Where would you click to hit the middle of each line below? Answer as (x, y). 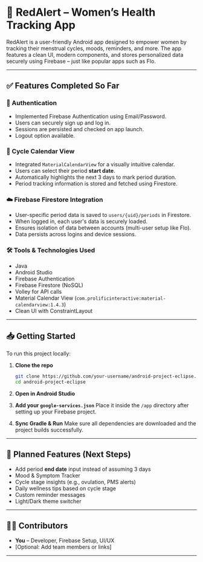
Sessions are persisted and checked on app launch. (79, 129)
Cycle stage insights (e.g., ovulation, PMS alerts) (75, 482)
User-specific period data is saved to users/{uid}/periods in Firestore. (103, 215)
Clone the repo (34, 366)
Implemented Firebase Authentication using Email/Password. (91, 116)
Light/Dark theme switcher (48, 501)
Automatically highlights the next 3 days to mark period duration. (95, 177)
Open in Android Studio (45, 394)
